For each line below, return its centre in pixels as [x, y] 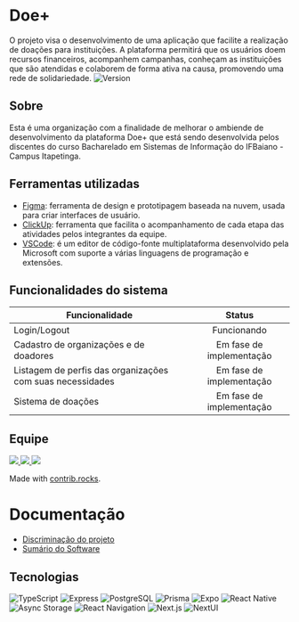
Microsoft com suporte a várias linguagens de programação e [135, 253]
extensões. [42, 262]
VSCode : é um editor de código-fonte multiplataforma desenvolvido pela [155, 243]
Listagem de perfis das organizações [91, 371]
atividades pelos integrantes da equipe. [94, 233]
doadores [34, 356]
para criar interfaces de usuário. [81, 215]
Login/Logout [42, 331]
